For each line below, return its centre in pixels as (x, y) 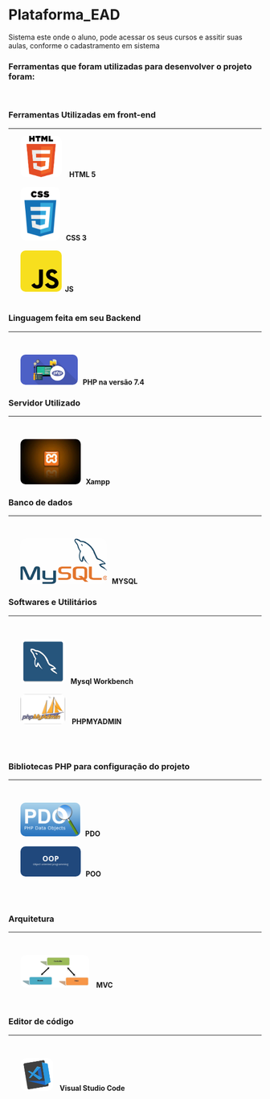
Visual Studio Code (92, 1088)
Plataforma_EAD (64, 15)
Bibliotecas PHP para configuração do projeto (99, 766)
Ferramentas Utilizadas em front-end (82, 115)
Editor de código (41, 1022)
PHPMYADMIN (97, 721)
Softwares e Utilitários (53, 603)
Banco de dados (41, 503)
